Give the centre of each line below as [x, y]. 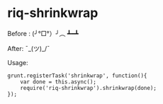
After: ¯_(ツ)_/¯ [29, 48]
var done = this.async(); [58, 82]
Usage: [18, 62]
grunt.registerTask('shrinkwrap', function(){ [77, 76]
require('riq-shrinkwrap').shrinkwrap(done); [89, 88]
